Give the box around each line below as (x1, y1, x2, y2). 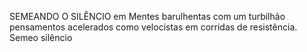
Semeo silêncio (9, 32, 73, 43)
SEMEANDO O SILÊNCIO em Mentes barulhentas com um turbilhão (9, 11, 286, 22)
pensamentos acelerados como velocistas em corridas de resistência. (9, 21, 298, 33)
